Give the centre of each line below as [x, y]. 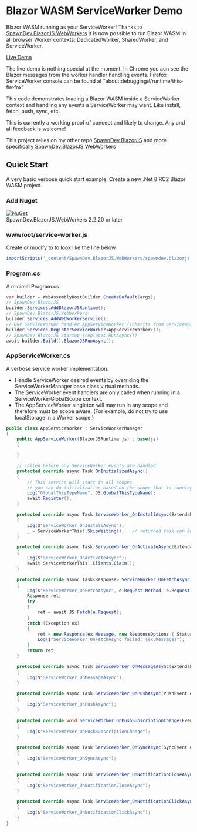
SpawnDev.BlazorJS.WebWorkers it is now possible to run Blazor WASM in [96, 33]
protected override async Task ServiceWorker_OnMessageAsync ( [94, 666]
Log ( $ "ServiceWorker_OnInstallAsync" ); [76, 525]
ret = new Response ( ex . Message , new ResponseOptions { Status [115, 634]
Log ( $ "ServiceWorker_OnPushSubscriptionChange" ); [89, 732]
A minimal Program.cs [33, 286]
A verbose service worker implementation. [57, 368]
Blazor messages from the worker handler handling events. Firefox [86, 75]
